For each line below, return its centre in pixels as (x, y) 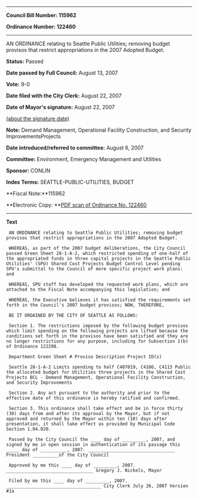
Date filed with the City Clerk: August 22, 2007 (64, 96)
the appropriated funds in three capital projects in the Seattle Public (99, 259)
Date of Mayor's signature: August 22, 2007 (60, 107)
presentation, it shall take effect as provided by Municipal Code (91, 424)
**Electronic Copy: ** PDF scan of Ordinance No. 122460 (77, 205)
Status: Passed (25, 61)
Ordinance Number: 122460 (41, 27)
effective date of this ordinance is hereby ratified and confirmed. (93, 398)
